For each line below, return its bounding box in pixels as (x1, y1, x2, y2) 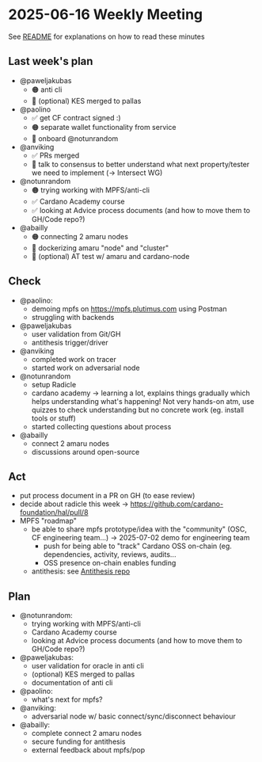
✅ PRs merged (31, 150, 80, 160)
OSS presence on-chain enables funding (43, 558, 177, 568)
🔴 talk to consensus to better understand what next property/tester (31, 159, 250, 169)
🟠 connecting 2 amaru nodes (31, 231, 129, 241)
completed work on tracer (31, 354, 116, 364)
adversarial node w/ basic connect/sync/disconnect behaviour (31, 711, 236, 722)
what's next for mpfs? (31, 695, 103, 704)
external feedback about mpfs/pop (31, 745, 146, 755)
